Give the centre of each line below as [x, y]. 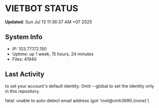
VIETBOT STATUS [42, 8]
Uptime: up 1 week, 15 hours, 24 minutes [53, 54]
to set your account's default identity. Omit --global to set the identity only [80, 86]
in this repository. [22, 91]
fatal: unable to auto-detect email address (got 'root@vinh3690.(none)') [77, 100]
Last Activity [25, 74]
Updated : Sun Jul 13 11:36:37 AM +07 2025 [49, 22]
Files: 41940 [24, 59]
